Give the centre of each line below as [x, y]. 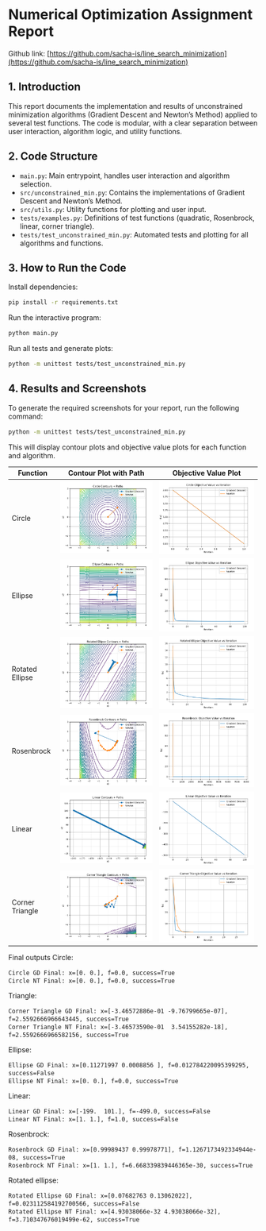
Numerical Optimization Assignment [131, 15]
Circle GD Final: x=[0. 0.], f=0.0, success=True [92, 973]
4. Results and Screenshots [77, 389]
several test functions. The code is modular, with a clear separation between [133, 123]
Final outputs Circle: [41, 957]
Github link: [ [29, 53]
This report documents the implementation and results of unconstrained [125, 106]
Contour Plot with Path [106, 473]
